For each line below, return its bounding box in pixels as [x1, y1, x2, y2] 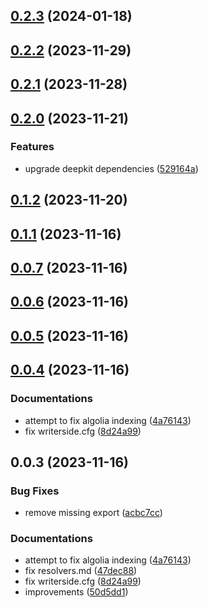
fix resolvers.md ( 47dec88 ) [24, 565, 138, 577]
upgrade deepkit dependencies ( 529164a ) [24, 162, 199, 174]
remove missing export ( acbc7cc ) [24, 507, 163, 519]
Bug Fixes [10, 484, 60, 498]
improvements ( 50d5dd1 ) [24, 586, 129, 598]
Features [10, 140, 55, 154]
